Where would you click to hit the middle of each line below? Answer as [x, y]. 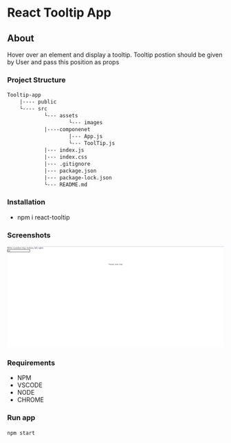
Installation [26, 202]
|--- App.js [86, 137]
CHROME [31, 400]
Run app [21, 417]
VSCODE [30, 385]
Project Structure [36, 79]
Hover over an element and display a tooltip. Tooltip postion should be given [115, 55]
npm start [21, 433]
